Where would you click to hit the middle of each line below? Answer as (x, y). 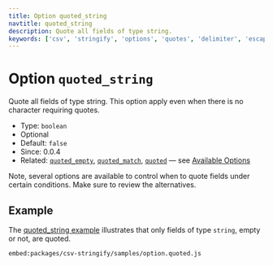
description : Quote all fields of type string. (91, 31)
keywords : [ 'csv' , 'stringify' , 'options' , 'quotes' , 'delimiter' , (125, 39)
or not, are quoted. (40, 238)
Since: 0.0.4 (40, 152)
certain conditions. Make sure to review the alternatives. (102, 185)
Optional (34, 134)
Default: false (43, 143)
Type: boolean (43, 126)
